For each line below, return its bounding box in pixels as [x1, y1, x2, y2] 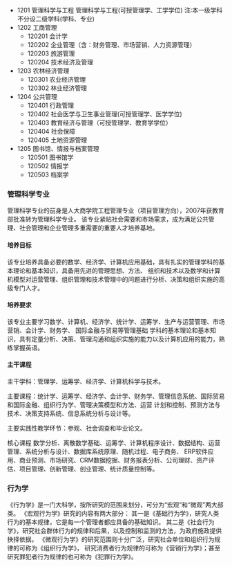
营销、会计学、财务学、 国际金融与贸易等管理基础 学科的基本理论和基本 [7, 326, 211, 334]
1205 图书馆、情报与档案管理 [17, 145, 100, 152]
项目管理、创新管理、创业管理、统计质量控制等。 [19, 465, 159, 473]
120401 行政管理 [27, 101, 75, 109]
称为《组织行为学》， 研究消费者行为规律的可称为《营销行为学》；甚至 [25, 544, 221, 552]
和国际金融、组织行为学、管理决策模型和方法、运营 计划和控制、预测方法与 [7, 400, 221, 408]
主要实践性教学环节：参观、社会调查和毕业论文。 [7, 424, 146, 432]
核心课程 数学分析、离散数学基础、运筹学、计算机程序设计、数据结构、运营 [7, 438, 221, 447]
